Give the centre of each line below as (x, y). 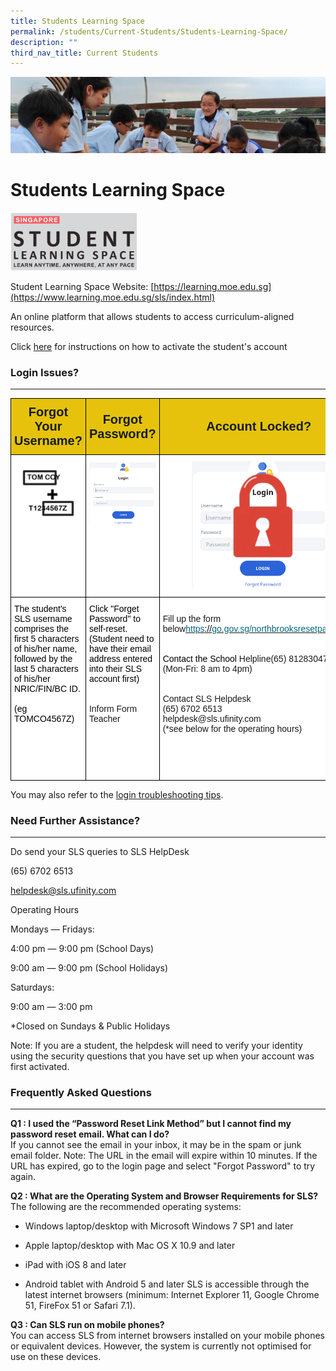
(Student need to (121, 638)
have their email (120, 648)
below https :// (187, 628)
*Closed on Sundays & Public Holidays (90, 1026)
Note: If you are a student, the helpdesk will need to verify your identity (156, 1046)
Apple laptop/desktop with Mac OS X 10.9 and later (130, 1246)
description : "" (44, 42)
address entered (120, 658)
